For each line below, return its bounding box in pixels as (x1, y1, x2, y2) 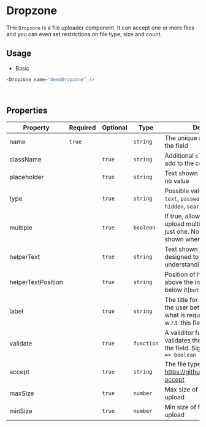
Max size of (164, 385, 198, 394)
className (9, 155, 42, 164)
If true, (164, 212, 184, 221)
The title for (164, 296, 198, 304)
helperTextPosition (9, 278, 63, 287)
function (133, 340, 159, 347)
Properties (6, 106, 48, 116)
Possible (164, 187, 189, 195)
